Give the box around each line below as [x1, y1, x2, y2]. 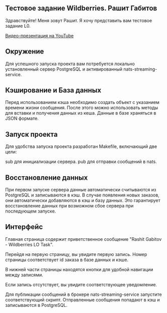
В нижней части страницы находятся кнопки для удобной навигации [5, 266, 153, 272]
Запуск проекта [5, 130, 58, 138]
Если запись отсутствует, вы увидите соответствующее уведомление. [5, 281, 157, 287]
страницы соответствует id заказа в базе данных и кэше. [5, 256, 129, 263]
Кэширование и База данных [5, 86, 102, 95]
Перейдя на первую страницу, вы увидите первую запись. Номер [5, 251, 147, 257]
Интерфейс [5, 223, 43, 231]
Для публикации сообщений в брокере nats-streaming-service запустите [5, 291, 162, 297]
